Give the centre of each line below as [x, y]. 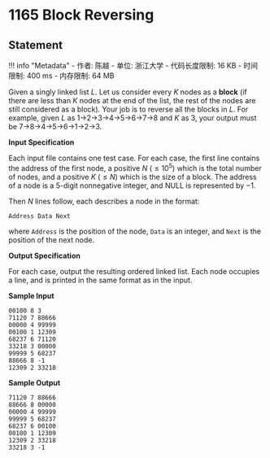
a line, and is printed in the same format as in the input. [100, 280]
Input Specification [41, 142]
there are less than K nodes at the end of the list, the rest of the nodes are [132, 100]
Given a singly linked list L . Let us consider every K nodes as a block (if [128, 92]
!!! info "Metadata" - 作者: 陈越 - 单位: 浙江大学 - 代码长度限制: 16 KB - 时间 [133, 65]
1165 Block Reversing [81, 15]
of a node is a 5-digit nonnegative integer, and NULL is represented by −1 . [132, 185]
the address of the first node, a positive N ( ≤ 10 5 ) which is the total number [135, 167]
